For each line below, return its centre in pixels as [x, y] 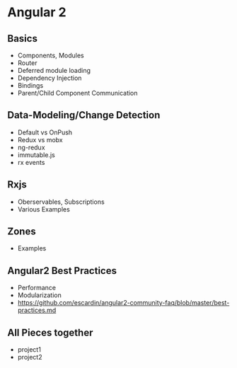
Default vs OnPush [45, 132]
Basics [22, 39]
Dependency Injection [50, 78]
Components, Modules [51, 55]
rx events [31, 162]
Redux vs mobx [40, 139]
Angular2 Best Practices [62, 271]
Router [27, 63]
